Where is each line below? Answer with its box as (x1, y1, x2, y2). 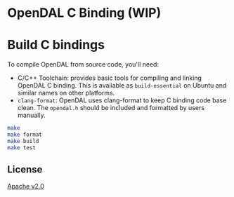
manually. (17, 111, 46, 120)
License (7, 163, 43, 176)
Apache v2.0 (7, 182, 44, 191)
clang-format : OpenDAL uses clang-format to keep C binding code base (17, 96, 227, 104)
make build (7, 137, 39, 144)
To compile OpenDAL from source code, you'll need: (7, 60, 160, 69)
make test (7, 144, 37, 151)
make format (7, 131, 42, 138)
